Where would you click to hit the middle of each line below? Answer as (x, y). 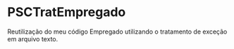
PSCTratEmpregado (67, 12)
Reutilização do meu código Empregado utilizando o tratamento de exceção (117, 31)
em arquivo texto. (33, 38)
